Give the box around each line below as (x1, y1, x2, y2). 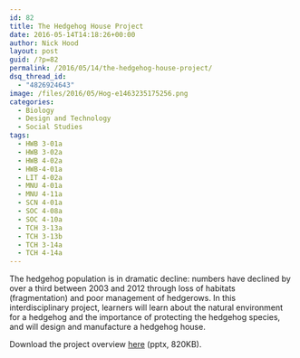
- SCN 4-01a (17, 198, 63, 208)
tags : (9, 131, 30, 140)
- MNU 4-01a (17, 182, 63, 191)
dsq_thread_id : (9, 72, 67, 81)
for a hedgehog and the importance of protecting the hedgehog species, (9, 312, 281, 323)
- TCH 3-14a (17, 240, 63, 250)
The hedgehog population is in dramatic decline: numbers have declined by (9, 273, 292, 285)
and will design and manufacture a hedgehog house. (9, 322, 206, 333)
